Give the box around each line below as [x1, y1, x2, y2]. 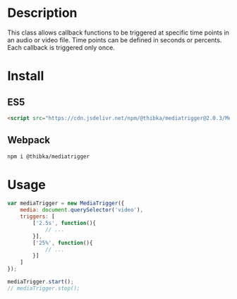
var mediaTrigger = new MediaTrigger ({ [7, 200, 125, 207]
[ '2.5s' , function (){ [32, 220, 97, 227]
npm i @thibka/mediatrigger [7, 153, 90, 160]
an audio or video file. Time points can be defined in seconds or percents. [7, 35, 222, 44]
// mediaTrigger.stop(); [7, 284, 80, 292]
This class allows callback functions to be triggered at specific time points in [7, 28, 229, 37]
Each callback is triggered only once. [7, 43, 115, 51]
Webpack [7, 134, 51, 146]
